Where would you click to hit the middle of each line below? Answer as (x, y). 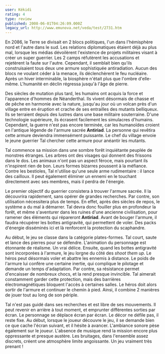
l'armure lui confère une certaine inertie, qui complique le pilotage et (74, 264)
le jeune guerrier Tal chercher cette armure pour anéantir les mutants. (76, 141)
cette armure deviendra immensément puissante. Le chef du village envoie (81, 136)
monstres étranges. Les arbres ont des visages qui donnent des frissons (78, 155)
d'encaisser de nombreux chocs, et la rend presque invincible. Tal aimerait (81, 274)
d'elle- (145, 79)
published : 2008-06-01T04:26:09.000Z (44, 23)
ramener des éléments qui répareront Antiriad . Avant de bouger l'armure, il (81, 217)
